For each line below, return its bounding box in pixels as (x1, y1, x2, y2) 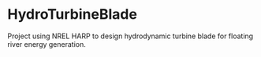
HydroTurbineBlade (7, 5, 137, 23)
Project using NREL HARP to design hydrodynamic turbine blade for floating (7, 31, 254, 41)
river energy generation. (7, 39, 86, 48)
